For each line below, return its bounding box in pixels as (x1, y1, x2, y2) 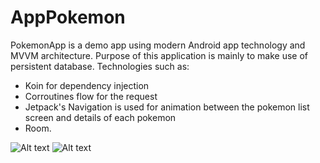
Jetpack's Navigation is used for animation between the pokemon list (24, 101, 310, 113)
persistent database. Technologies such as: (10, 60, 190, 72)
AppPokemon (10, 6, 126, 29)
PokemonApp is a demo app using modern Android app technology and (10, 39, 306, 51)
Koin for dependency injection (24, 79, 150, 91)
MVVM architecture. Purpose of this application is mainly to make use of (10, 49, 309, 61)
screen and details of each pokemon (24, 111, 177, 123)
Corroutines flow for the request (24, 90, 158, 102)
